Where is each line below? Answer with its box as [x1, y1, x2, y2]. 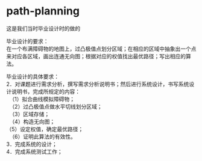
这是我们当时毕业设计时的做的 [6, 25, 80, 32]
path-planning [6, 4, 80, 18]
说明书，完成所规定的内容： [11, 88, 80, 95]
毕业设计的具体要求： [6, 73, 59, 80]
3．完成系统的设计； [6, 140, 57, 148]
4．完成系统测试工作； [6, 148, 63, 155]
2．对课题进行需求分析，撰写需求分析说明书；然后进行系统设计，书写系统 [6, 80, 189, 88]
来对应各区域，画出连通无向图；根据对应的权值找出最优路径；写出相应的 [6, 52, 186, 59]
